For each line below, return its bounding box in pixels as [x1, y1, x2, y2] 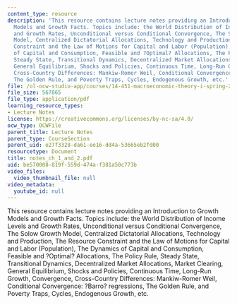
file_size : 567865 [7, 89, 61, 96]
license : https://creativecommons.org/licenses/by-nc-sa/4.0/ [7, 115, 194, 122]
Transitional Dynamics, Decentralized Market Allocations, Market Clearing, [7, 259, 224, 268]
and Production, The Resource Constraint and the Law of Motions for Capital [7, 237, 230, 246]
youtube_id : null [13, 188, 65, 195]
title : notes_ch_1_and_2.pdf [7, 155, 93, 162]
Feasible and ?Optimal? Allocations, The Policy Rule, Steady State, [7, 252, 200, 261]
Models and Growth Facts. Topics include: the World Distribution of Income [7, 215, 226, 223]
